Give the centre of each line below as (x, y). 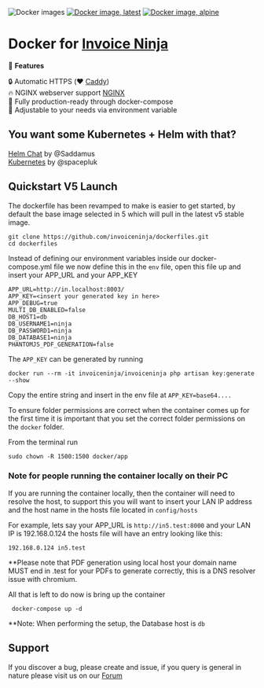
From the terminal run (43, 442)
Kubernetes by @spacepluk (53, 162)
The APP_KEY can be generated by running (76, 359)
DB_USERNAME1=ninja (40, 324)
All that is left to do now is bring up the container (87, 594)
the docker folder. (36, 427)
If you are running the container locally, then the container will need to (122, 493)
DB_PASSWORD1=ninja (40, 330)
